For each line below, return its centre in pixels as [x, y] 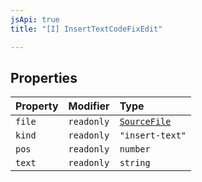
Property [37, 106]
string [135, 163]
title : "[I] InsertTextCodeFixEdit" [86, 29]
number [135, 149]
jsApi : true [35, 19]
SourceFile [145, 122]
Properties [44, 77]
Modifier [89, 106]
